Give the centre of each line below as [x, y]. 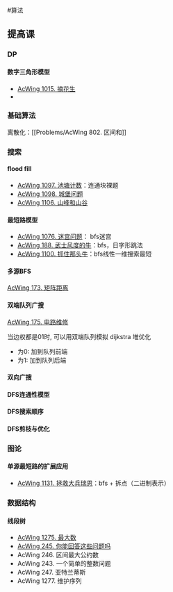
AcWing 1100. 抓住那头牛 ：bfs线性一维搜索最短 [84, 254]
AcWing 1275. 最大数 [47, 538]
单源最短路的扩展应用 [38, 466]
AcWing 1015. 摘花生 [46, 88]
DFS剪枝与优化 [28, 429]
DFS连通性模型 [28, 394]
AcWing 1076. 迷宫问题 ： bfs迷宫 [64, 237]
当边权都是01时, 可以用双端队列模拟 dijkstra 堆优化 [79, 336]
